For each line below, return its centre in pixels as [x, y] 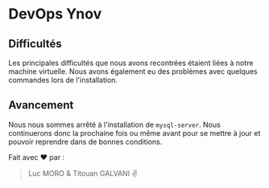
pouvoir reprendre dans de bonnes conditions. [85, 141]
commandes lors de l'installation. [63, 80]
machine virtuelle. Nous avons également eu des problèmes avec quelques [133, 72]
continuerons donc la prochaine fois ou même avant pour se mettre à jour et [134, 133]
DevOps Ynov [55, 14]
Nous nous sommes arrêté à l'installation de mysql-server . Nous [115, 125]
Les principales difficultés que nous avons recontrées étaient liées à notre [131, 63]
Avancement [41, 105]
